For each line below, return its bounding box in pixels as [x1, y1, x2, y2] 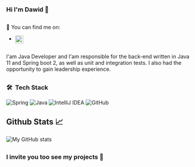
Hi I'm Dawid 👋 [6, 5, 49, 14]
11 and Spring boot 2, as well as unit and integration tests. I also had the [6, 59, 182, 67]
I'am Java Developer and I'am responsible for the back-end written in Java [6, 53, 190, 60]
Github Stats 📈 [6, 117, 64, 127]
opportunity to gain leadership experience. [6, 65, 112, 73]
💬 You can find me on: [6, 24, 61, 31]
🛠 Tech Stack [6, 83, 49, 92]
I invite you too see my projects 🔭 [6, 153, 104, 161]
